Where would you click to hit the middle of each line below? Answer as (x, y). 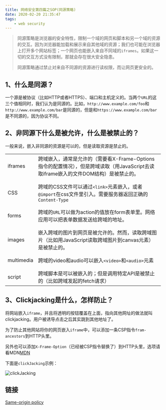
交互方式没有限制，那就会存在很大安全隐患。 (71, 57)
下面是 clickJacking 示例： (31, 363)
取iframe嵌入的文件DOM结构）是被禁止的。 (88, 174)
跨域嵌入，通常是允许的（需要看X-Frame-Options (96, 159)
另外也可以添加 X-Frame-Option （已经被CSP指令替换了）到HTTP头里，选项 (81, 346)
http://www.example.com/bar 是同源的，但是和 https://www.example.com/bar (81, 110)
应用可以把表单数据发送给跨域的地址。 (83, 220)
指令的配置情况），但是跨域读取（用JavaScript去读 (96, 166)
